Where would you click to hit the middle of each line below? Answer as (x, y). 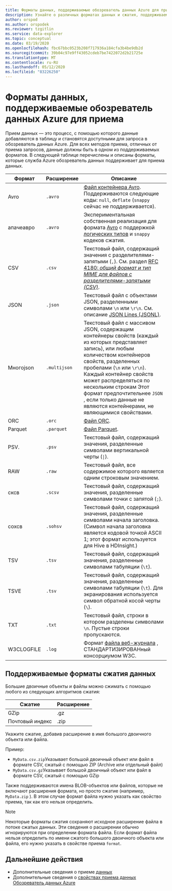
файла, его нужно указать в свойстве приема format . (63, 843)
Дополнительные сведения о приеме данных (62, 872)
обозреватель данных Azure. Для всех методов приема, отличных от (81, 144)
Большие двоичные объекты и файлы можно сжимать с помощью (78, 686)
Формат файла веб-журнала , (121, 643)
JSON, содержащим (109, 329)
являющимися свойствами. (118, 412)
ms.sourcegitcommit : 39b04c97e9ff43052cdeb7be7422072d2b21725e (74, 53)
